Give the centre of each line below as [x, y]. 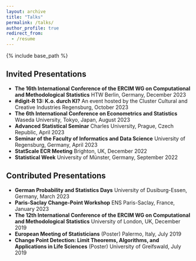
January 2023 [31, 209]
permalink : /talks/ [30, 22]
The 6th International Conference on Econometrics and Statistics [96, 113]
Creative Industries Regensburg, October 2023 [71, 107]
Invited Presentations [46, 74]
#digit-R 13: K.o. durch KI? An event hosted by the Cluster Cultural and [101, 101]
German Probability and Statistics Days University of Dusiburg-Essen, [101, 190]
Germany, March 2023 [42, 196]
